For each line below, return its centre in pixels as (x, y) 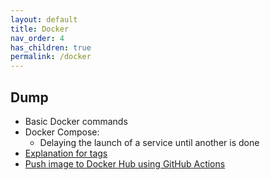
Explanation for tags (66, 153)
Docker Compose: (62, 132)
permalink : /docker (51, 57)
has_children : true (51, 47)
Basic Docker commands (76, 121)
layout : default (44, 19)
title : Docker (40, 29)
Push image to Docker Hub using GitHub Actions (125, 163)
